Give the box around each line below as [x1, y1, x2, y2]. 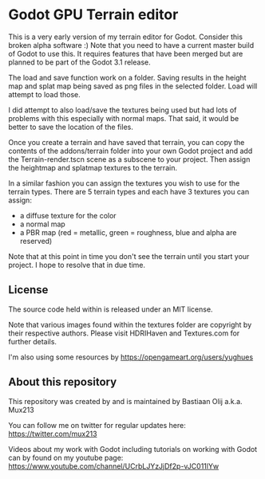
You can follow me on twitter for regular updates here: [8, 420, 186, 430]
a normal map [19, 219, 65, 229]
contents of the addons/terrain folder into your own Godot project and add [8, 146, 253, 155]
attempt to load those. [8, 89, 81, 99]
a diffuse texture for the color [19, 210, 117, 220]
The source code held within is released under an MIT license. [8, 304, 213, 314]
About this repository [8, 375, 117, 389]
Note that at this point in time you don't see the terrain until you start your [8, 251, 250, 261]
